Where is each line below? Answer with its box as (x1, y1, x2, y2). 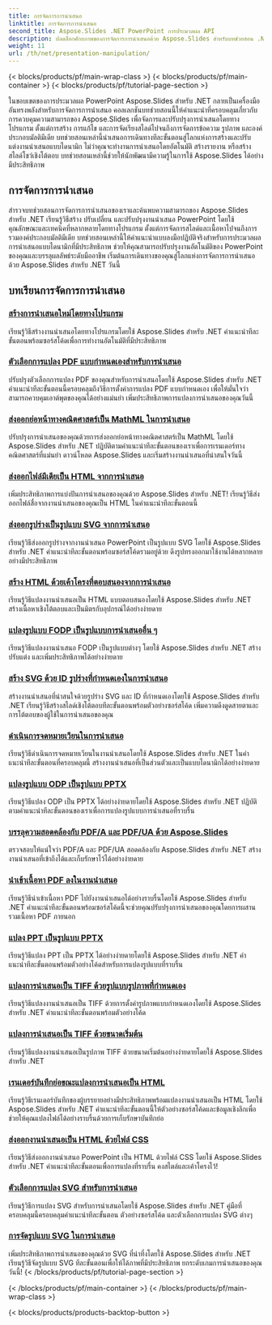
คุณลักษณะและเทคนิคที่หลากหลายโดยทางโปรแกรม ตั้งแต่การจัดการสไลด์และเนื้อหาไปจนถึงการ (8, 223, 257, 233)
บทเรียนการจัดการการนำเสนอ (8, 284, 125, 298)
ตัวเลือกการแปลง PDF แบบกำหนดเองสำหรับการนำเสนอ (8, 356, 182, 367)
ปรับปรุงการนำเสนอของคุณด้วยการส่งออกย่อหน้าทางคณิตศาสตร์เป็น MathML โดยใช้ (8, 432, 234, 442)
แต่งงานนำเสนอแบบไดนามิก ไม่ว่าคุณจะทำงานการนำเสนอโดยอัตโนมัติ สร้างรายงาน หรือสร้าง (8, 142, 252, 151)
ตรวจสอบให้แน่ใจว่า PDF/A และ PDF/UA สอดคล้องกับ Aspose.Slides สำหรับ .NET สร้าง (8, 845, 261, 855)
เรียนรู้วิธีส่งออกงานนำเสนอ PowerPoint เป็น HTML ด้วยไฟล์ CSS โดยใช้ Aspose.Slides (8, 1153, 262, 1162)
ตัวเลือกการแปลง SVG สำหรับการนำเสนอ (8, 1183, 138, 1194)
